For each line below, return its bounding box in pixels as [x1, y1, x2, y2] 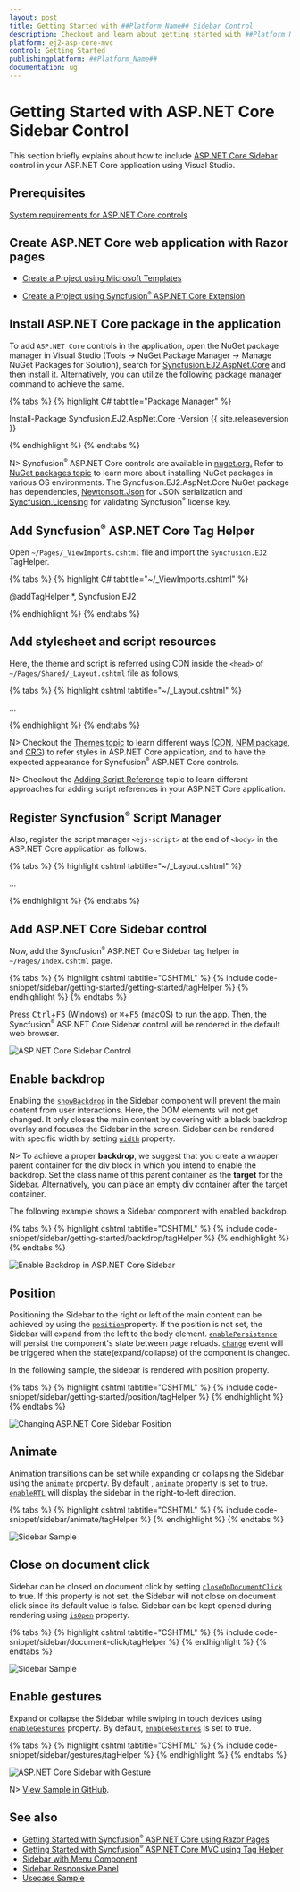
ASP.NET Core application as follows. [9, 843, 147, 855]
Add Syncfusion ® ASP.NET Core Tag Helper [9, 522, 255, 538]
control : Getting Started [9, 47, 105, 55]
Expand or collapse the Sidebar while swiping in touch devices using [9, 1713, 262, 1724]
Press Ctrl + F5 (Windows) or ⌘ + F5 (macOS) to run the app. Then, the [9, 1009, 268, 1019]
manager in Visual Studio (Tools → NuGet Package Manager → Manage [9, 350, 272, 361]
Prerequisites [9, 185, 86, 201]
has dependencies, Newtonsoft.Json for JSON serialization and [9, 486, 243, 497]
